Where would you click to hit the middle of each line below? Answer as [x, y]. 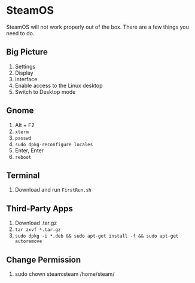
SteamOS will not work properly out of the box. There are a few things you [98, 27]
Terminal [23, 175]
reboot [23, 157]
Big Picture [27, 52]
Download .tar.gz [36, 223]
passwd [23, 138]
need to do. [20, 33]
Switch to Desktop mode [45, 92]
